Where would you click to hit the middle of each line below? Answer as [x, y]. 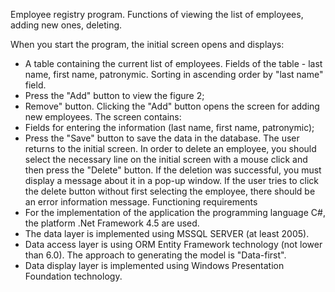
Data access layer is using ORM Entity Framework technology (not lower [173, 244]
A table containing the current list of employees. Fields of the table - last [173, 63]
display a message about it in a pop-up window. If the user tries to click [172, 180]
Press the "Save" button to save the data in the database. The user [162, 138]
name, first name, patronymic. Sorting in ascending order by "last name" [174, 74]
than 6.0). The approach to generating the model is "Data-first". [155, 255]
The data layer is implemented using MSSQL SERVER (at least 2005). [167, 233]
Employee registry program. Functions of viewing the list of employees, [157, 14]
